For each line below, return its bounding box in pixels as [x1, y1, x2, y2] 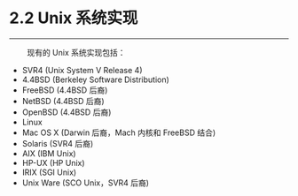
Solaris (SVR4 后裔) [21, 138, 94, 148]
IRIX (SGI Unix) [21, 167, 77, 177]
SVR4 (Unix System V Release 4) [21, 64, 143, 75]
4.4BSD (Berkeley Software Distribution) [21, 74, 170, 85]
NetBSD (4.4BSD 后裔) [21, 95, 105, 106]
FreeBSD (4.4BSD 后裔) [21, 85, 108, 95]
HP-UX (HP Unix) [21, 157, 86, 168]
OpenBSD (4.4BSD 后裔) [21, 107, 112, 117]
